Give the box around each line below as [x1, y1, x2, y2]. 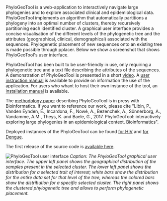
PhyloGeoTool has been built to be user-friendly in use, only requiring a [5, 62, 152, 67]
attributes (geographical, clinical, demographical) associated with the [5, 36, 148, 42]
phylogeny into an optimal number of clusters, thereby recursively [5, 20, 141, 26]
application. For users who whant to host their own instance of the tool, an [5, 83, 158, 89]
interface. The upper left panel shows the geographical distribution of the [5, 159, 157, 164]
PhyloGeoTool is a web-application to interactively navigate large [5, 4, 139, 10]
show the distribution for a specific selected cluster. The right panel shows [5, 180, 159, 186]
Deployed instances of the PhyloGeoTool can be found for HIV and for [5, 129, 149, 134]
